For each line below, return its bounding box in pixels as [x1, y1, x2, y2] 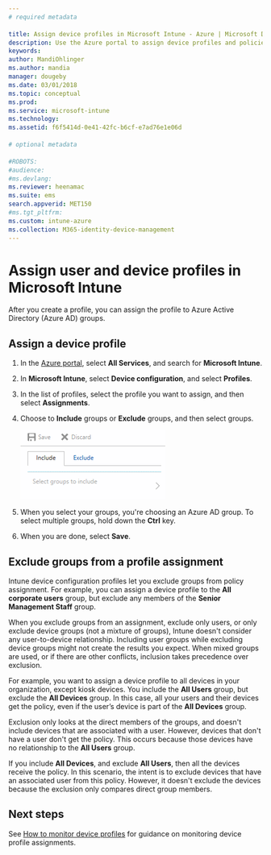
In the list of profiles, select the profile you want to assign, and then [19, 389, 244, 399]
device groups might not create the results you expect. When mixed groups [8, 643, 260, 653]
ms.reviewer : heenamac [8, 183, 85, 191]
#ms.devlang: [8, 174, 52, 183]
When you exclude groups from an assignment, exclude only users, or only [8, 617, 257, 628]
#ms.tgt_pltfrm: [8, 209, 63, 217]
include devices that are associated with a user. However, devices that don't [8, 726, 261, 736]
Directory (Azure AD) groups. [8, 313, 106, 323]
